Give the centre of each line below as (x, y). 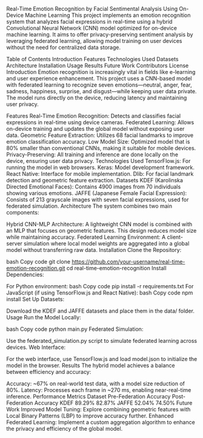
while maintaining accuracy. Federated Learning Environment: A (86, 237)
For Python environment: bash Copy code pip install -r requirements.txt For (100, 286)
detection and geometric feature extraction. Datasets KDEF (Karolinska (95, 180)
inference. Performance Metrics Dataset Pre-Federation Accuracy (88, 397)
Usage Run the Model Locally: (44, 317)
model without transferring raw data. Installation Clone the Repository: (94, 250)
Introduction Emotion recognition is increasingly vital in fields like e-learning (101, 72)
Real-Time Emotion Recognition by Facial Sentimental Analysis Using (92, 9)
